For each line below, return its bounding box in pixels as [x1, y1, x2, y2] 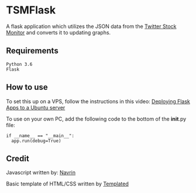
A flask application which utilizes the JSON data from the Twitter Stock [6, 23, 177, 30]
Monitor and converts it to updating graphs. [6, 29, 111, 36]
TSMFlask [6, 3, 56, 17]
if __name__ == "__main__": [6, 132, 75, 139]
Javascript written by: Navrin [6, 169, 76, 176]
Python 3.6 [6, 61, 33, 67]
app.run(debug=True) [11, 138, 61, 143]
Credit [6, 153, 29, 163]
